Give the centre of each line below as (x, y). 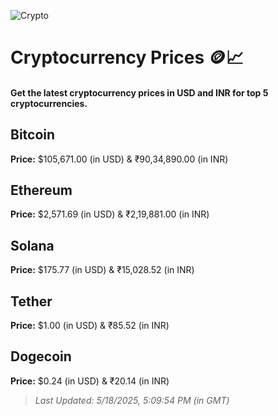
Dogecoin (41, 356)
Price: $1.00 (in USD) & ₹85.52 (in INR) (90, 326)
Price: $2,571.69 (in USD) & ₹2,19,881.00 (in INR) (110, 214)
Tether (31, 301)
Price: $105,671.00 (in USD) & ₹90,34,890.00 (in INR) (119, 159)
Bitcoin (33, 135)
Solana (32, 245)
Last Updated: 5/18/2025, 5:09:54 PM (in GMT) (132, 400)
